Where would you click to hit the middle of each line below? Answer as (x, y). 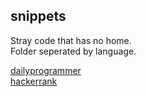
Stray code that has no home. (71, 40)
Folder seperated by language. (73, 51)
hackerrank (34, 81)
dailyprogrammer (46, 70)
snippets (38, 16)
